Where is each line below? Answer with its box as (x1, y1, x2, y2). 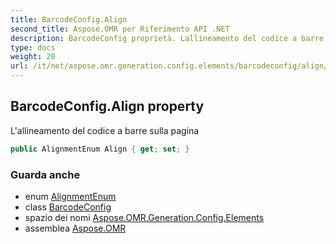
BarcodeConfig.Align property (10, 98, 205, 115)
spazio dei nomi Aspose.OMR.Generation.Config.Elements (24, 211, 265, 223)
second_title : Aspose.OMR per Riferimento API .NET (10, 24, 230, 34)
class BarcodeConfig (24, 201, 112, 213)
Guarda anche (10, 167, 81, 181)
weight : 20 (10, 52, 56, 62)
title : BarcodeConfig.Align (10, 14, 128, 25)
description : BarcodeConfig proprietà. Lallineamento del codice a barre (10, 33, 325, 43)
